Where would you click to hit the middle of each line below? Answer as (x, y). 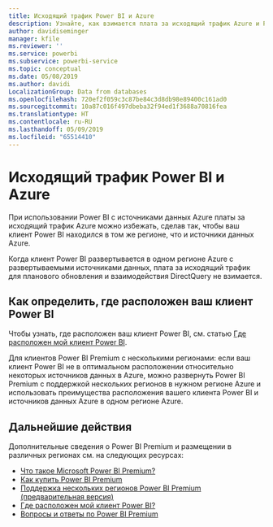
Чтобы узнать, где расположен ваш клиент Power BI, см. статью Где (128, 333)
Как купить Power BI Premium (71, 480)
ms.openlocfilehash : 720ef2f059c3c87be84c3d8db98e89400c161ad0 (118, 99)
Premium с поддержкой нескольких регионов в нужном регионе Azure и (135, 384)
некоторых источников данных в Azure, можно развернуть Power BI (127, 376)
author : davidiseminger (49, 31)
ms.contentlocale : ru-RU (50, 122)
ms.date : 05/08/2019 (43, 76)
